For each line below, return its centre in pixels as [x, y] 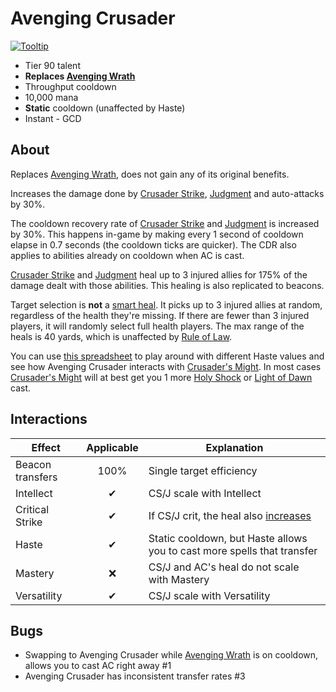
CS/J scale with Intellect [205, 493]
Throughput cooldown [70, 86]
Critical [32, 509]
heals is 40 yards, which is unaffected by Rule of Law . [121, 336]
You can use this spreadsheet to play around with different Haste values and [167, 356]
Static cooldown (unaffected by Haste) [105, 108]
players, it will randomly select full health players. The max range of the [157, 326]
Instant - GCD [53, 118]
